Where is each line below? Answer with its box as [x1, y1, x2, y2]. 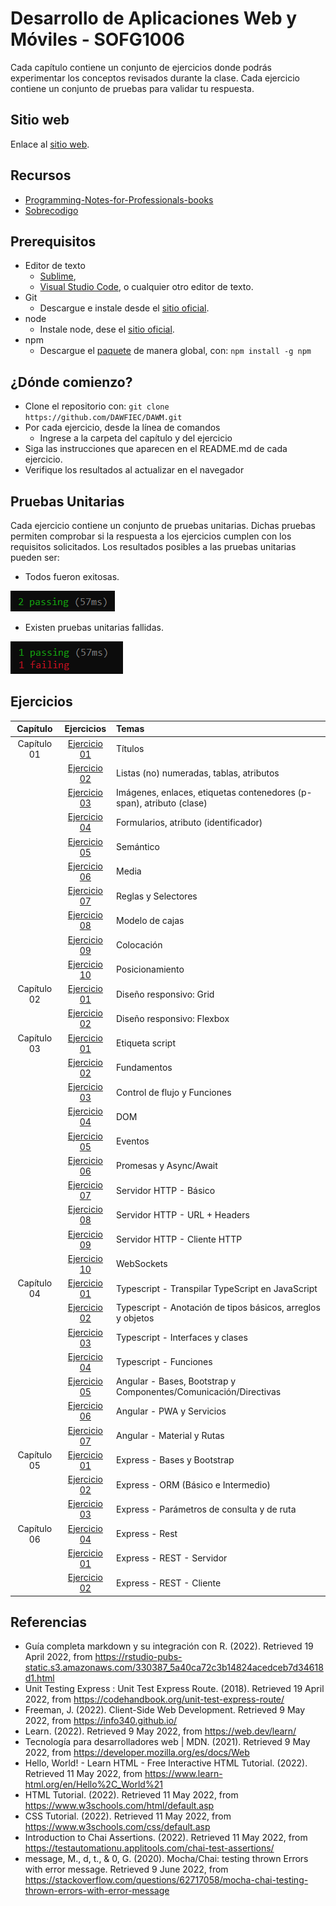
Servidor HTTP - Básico [116, 1184, 216, 1196]
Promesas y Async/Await [116, 1160, 218, 1172]
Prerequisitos [10, 233, 97, 250]
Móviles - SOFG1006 [10, 28, 185, 51]
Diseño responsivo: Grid [116, 988, 215, 1000]
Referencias [10, 1613, 88, 1631]
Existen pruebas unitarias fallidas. [24, 622, 164, 633]
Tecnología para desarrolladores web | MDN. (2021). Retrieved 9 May [24, 1736, 311, 1748]
